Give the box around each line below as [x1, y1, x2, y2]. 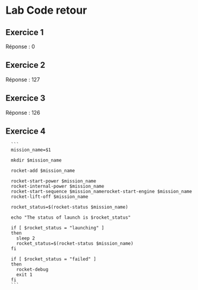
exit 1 [16, 272, 33, 278]
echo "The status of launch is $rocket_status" [11, 215, 131, 220]
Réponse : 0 [5, 43, 35, 50]
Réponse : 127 [5, 75, 40, 83]
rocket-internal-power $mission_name [11, 184, 105, 190]
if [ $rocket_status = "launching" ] [11, 225, 105, 231]
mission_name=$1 [11, 147, 51, 153]
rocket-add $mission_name [11, 168, 76, 174]
